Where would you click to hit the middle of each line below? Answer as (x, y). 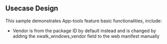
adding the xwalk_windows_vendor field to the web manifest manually (86, 36)
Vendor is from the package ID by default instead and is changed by (84, 31)
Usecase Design (32, 8)
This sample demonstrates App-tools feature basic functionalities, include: (84, 20)
